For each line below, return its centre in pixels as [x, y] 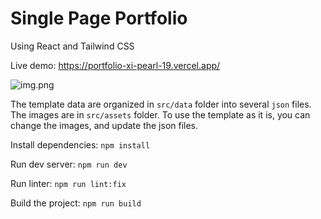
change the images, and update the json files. [104, 125]
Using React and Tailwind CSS [72, 46]
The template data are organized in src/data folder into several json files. [161, 104]
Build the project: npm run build [76, 203]
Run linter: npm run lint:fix [68, 183]
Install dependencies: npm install [80, 144]
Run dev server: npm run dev [69, 164]
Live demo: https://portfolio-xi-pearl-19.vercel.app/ [115, 65]
